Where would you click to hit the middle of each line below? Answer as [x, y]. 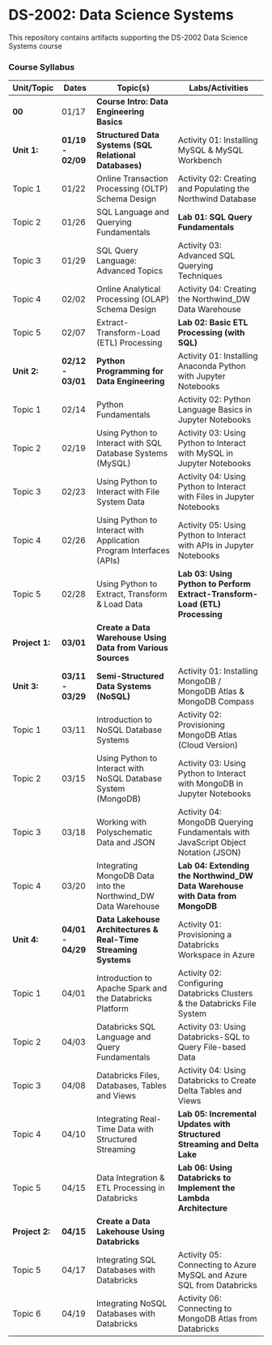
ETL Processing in [130, 1188]
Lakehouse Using [130, 1231]
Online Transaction [132, 178]
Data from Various [132, 648]
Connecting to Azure [217, 1265]
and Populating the [214, 189]
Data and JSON [125, 842]
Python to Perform [214, 584]
